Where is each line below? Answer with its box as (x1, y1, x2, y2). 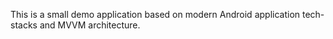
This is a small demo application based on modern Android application (10, 9, 301, 20)
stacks (10, 19, 38, 31)
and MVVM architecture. (39, 19, 141, 31)
